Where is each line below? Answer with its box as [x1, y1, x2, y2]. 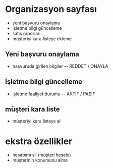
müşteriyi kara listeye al [12, 118, 61, 124]
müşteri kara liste [5, 105, 60, 113]
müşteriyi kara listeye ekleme [12, 36, 72, 42]
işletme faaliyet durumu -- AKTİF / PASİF [12, 91, 96, 97]
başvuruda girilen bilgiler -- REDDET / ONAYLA [12, 63, 109, 69]
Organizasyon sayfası [5, 3, 97, 15]
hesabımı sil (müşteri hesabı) [12, 152, 71, 158]
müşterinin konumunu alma [12, 157, 68, 163]
